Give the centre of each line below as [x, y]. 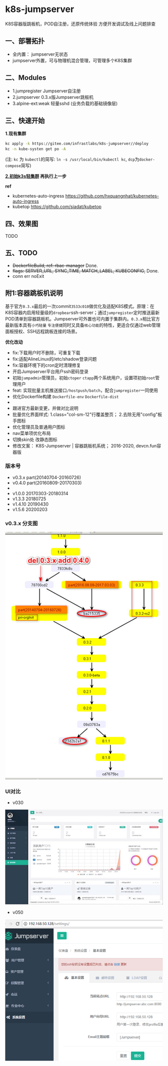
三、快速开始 [25, 121]
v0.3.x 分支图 [21, 523]
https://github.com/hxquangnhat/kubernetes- [112, 196]
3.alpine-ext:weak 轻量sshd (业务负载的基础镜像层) [65, 103]
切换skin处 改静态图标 [35, 439]
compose [13, 166]
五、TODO [21, 253]
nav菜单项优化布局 [31, 433]
